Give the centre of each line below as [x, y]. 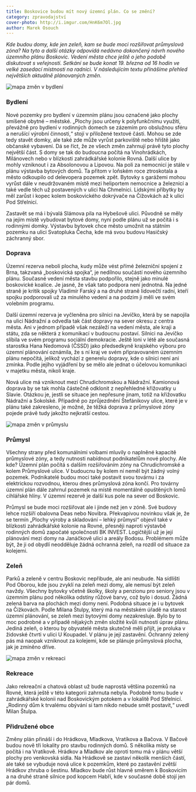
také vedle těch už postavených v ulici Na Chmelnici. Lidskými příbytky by [95, 189]
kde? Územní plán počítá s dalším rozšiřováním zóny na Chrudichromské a [95, 465]
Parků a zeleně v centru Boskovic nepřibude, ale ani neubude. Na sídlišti [93, 579]
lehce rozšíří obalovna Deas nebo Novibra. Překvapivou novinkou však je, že [98, 513]
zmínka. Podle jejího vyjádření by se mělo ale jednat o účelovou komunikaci [97, 364]
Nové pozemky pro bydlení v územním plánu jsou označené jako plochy [92, 115]
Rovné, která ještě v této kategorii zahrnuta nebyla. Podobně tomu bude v [94, 692]
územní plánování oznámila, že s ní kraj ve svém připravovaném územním [94, 352]
